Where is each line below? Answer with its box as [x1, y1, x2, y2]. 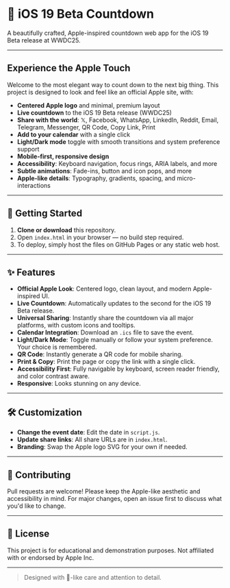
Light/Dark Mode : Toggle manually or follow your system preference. [16, 336, 214, 344]
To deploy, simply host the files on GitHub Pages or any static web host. [16, 240, 220, 249]
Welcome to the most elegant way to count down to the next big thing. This [7, 80, 219, 88]
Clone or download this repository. [16, 225, 116, 234]
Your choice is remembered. [16, 343, 97, 352]
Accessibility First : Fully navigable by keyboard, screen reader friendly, [16, 365, 220, 373]
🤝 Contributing [7, 469, 71, 480]
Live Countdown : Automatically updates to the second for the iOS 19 [16, 299, 212, 308]
